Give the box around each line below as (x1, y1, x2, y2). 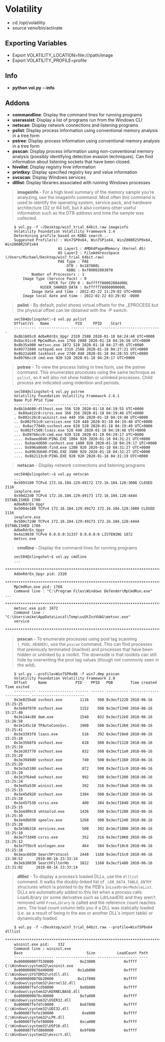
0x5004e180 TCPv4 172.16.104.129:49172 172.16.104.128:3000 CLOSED (14, 506, 155, 511)
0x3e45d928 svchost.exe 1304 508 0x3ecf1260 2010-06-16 (14, 792, 153, 797)
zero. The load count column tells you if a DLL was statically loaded (17, 905, 154, 911)
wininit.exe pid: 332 (14, 942, 65, 947)
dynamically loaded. (17, 915, 58, 921)
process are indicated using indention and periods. (17, 380, 120, 386)
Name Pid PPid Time (14, 398, 54, 403)
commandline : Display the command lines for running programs (12, 112, 142, 118)
